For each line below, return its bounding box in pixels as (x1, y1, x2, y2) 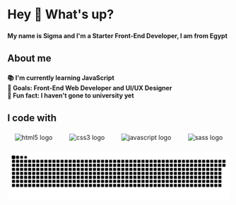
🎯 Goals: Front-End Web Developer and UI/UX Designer (7, 84, 172, 93)
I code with (7, 112, 57, 124)
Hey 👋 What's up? (7, 6, 114, 23)
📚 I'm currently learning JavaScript (7, 74, 114, 82)
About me (7, 52, 52, 64)
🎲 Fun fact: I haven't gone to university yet (7, 91, 134, 100)
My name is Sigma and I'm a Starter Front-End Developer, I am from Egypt (7, 32, 228, 40)
